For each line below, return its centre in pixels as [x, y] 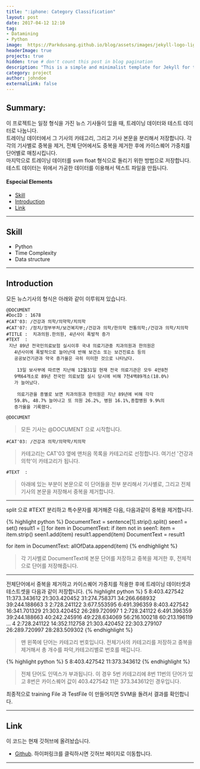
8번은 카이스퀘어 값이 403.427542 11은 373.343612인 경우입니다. [104, 681]
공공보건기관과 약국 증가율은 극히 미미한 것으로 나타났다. [74, 359]
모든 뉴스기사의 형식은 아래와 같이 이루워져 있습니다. [66, 298]
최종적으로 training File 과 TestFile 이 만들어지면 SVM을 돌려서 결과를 [87, 694]
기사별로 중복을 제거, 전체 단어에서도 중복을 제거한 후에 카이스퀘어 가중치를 [104, 145]
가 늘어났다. [27, 382]
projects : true [25, 56]
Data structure [32, 259]
